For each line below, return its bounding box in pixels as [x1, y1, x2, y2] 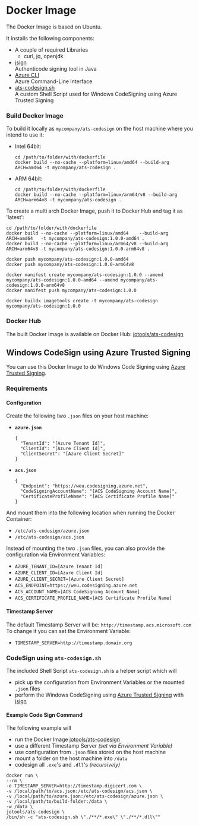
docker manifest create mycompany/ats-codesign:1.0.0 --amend [6, 272, 163, 278]
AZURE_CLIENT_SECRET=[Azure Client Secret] [14, 577, 125, 583]
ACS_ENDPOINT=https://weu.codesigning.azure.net [14, 583, 138, 588]
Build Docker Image [6, 111, 64, 119]
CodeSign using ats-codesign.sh [6, 654, 102, 662]
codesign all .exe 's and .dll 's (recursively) [14, 761, 121, 768]
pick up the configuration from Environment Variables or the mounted [14, 678, 185, 686]
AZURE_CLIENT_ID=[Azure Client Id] [14, 570, 103, 576]
